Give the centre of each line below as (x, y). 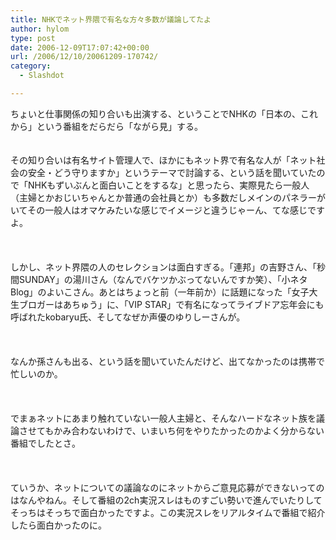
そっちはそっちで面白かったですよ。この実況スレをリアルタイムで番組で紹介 (168, 512)
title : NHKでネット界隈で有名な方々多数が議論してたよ (111, 19)
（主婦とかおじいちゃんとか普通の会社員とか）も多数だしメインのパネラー (163, 197)
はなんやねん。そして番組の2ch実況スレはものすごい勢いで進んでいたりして (166, 500)
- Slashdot (42, 76)
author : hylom (40, 29)
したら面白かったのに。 (58, 525)
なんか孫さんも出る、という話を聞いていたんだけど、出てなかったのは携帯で (167, 361)
